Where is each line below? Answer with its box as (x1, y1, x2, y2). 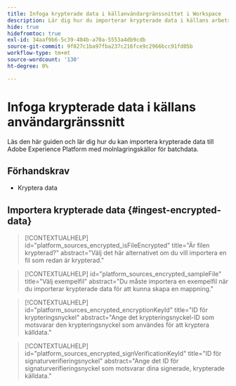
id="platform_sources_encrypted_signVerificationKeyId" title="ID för (24, 349, 222, 358)
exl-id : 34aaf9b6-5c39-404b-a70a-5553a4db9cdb (7, 37, 146, 44)
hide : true (7, 23, 39, 30)
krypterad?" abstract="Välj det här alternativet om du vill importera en (24, 249, 227, 257)
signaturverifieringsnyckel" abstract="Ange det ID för (24, 356, 179, 366)
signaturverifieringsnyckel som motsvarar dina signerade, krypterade (24, 364, 225, 373)
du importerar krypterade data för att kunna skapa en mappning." (24, 285, 214, 293)
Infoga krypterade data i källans (7, 99, 197, 115)
